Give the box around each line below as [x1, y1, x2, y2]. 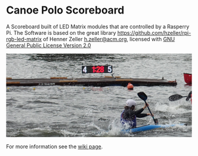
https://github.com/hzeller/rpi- [117, 29, 192, 36]
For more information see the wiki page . [6, 143, 103, 150]
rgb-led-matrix [6, 35, 42, 42]
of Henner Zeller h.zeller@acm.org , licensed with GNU [43, 35, 175, 42]
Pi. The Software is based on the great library [6, 29, 117, 36]
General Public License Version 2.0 [6, 42, 91, 49]
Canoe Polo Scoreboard [6, 4, 125, 17]
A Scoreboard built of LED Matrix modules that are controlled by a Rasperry [6, 23, 190, 30]
